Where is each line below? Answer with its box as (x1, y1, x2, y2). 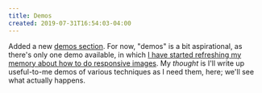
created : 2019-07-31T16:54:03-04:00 (8, 19, 131, 27)
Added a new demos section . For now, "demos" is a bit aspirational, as (8, 41, 243, 51)
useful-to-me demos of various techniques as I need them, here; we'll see (8, 67, 255, 76)
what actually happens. (8, 75, 86, 85)
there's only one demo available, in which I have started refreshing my (8, 50, 242, 59)
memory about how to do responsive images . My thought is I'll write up (8, 58, 244, 68)
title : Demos (8, 11, 52, 20)
